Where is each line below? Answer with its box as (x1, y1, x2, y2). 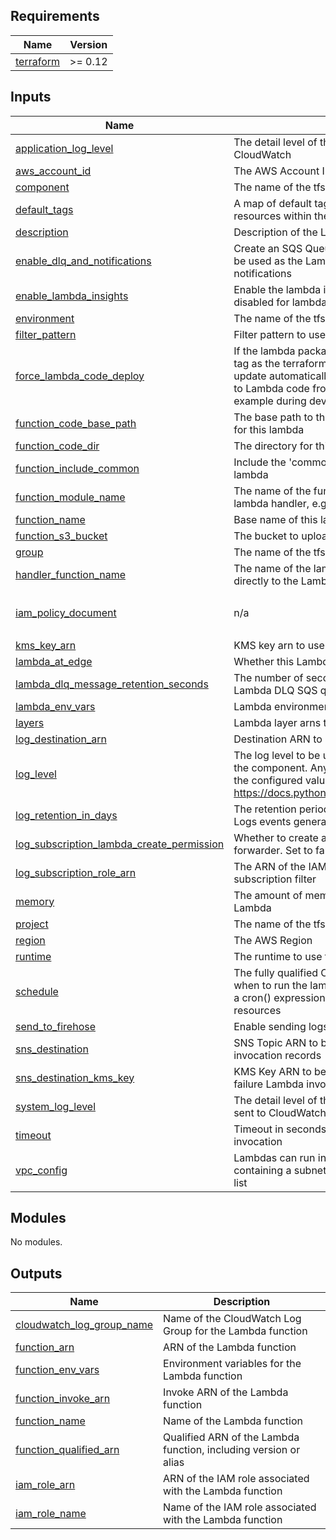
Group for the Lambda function (163, 1324, 308, 1338)
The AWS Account (233, 164, 320, 178)
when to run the (233, 978, 308, 992)
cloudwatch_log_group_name (15, 1318, 154, 1332)
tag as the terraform (233, 356, 328, 370)
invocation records (233, 1048, 322, 1062)
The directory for (233, 439, 313, 453)
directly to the (233, 574, 299, 588)
